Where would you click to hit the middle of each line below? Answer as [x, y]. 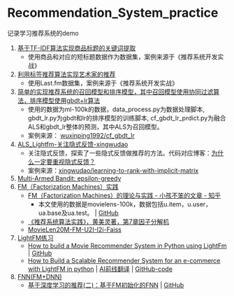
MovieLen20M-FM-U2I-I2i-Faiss [75, 230]
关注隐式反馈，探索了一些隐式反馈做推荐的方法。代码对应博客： [119, 153]
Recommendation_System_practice [113, 13]
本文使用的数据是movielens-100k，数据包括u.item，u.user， [125, 204]
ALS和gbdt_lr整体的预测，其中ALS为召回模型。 [95, 127]
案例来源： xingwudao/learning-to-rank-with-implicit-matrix [113, 170]
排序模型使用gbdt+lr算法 [65, 100]
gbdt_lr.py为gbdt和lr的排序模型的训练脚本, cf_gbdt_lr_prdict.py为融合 [127, 118]
